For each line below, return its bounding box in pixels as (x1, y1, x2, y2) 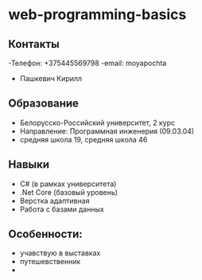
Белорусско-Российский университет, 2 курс (19, 118, 176, 127)
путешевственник (19, 257, 81, 266)
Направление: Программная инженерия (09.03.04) (19, 126, 195, 136)
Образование (8, 97, 80, 111)
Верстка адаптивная (19, 196, 90, 205)
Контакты (8, 37, 60, 51)
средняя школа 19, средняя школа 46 (19, 134, 148, 144)
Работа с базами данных (19, 204, 105, 214)
